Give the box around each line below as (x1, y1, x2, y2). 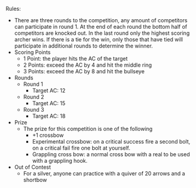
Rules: (5, 5, 22, 12)
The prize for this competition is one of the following (23, 126, 153, 132)
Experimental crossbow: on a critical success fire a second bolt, (32, 138, 191, 145)
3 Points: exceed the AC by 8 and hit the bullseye (23, 68, 145, 74)
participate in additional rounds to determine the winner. (14, 42, 153, 49)
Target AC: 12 (32, 87, 66, 94)
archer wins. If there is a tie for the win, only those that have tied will (14, 36, 183, 43)
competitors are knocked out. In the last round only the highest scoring (14, 29, 190, 37)
